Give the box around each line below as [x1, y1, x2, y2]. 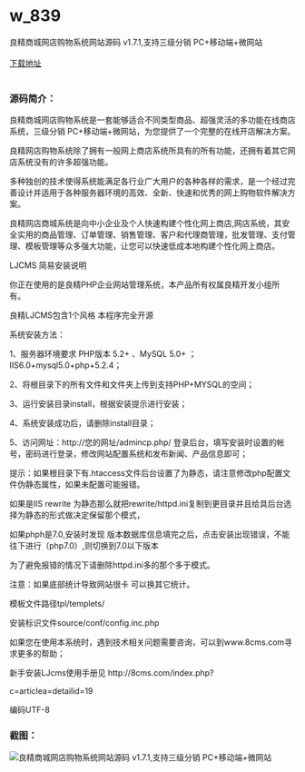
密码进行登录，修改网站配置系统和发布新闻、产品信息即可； [25, 449, 248, 460]
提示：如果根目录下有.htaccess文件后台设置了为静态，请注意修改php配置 [9, 468, 283, 479]
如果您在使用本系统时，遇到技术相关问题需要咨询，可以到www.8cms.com [9, 637, 285, 648]
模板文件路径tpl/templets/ [9, 599, 105, 609]
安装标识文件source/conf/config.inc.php [9, 618, 160, 628]
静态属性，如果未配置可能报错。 [25, 479, 145, 490]
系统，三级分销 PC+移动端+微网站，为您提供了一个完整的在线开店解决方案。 [9, 126, 296, 137]
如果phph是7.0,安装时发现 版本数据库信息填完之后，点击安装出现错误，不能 [9, 529, 290, 540]
